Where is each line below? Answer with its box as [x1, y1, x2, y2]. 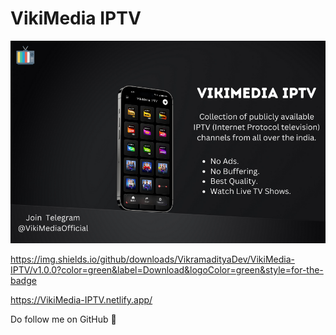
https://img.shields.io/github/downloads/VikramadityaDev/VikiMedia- [10, 253, 295, 266]
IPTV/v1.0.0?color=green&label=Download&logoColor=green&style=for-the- [10, 264, 324, 276]
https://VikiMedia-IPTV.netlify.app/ [10, 294, 153, 306]
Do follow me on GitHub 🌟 [10, 313, 117, 326]
